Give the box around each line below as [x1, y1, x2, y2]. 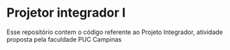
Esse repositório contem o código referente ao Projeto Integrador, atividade [6, 28, 224, 36]
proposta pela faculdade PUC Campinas [6, 35, 122, 43]
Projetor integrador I [6, 5, 126, 21]
